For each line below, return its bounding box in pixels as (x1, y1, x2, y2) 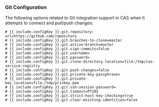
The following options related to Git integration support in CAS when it (5, 15, 145, 21)
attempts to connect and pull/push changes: (5, 20, 94, 26)
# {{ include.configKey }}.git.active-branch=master (5, 42, 114, 47)
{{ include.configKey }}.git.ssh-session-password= (9, 85, 116, 90)
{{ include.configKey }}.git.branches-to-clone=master (9, 38, 123, 43)
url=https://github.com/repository (5, 34, 77, 39)
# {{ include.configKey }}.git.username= (5, 51, 90, 56)
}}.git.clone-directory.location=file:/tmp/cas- (55, 59, 155, 64)
